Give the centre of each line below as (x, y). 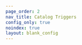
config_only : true (28, 22)
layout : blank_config (32, 33)
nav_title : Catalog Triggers (41, 17)
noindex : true (23, 28)
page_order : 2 (23, 11)
